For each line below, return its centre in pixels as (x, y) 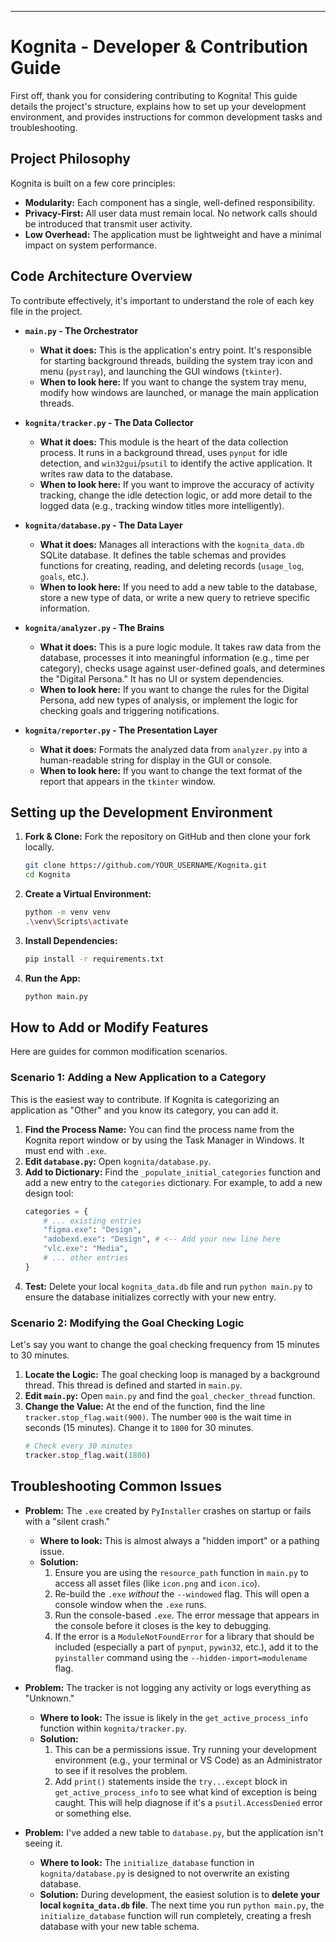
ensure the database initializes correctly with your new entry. (150, 1297)
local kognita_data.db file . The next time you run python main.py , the (182, 1905)
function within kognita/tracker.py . (113, 1728)
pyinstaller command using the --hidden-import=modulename (181, 1657)
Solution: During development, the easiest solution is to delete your (180, 1894)
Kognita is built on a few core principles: (93, 183)
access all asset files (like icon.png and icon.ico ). (157, 1583)
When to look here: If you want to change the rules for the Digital (174, 689)
